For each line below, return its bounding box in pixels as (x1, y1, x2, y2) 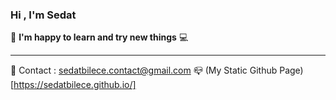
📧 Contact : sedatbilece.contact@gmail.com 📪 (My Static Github (10, 64, 278, 77)
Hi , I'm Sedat (10, 8, 77, 22)
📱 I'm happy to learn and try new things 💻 (10, 31, 189, 43)
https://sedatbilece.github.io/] (13, 79, 137, 91)
